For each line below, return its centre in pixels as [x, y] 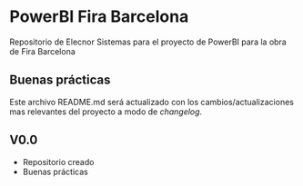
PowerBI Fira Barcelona [99, 17]
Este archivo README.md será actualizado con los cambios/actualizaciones [151, 102]
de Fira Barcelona [42, 51]
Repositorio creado [58, 162]
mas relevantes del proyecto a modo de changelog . [106, 112]
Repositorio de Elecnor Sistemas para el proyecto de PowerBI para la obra [148, 42]
